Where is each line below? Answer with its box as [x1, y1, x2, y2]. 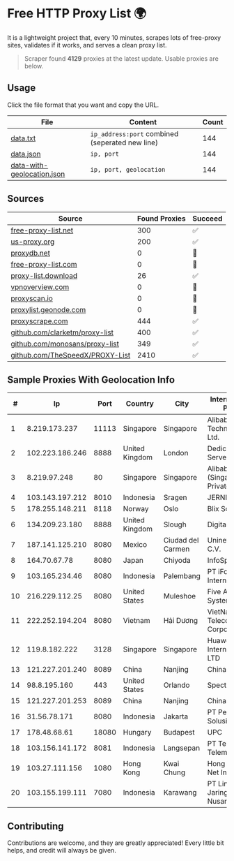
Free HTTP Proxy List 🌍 [7, 6, 147, 22]
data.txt [10, 133, 36, 143]
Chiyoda [163, 556, 191, 566]
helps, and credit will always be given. [7, 846, 116, 855]
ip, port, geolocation [90, 165, 166, 173]
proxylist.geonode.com [10, 304, 86, 314]
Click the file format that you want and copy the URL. [7, 101, 159, 109]
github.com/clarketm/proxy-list [10, 328, 114, 337]
